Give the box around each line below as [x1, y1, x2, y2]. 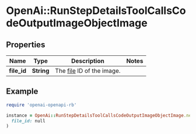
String [32, 67, 50, 75]
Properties [6, 40, 45, 50]
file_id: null [11, 118, 45, 124]
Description [71, 57, 105, 65]
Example [6, 86, 38, 97]
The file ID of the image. [55, 67, 121, 75]
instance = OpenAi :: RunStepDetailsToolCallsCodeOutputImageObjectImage [6, 112, 184, 118]
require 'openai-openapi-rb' [6, 102, 77, 108]
